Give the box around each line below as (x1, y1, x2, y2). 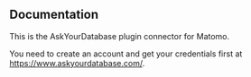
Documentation (9, 7, 99, 22)
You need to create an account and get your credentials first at (9, 48, 243, 59)
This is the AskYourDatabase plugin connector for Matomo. (9, 30, 230, 41)
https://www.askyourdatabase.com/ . (9, 57, 145, 68)
